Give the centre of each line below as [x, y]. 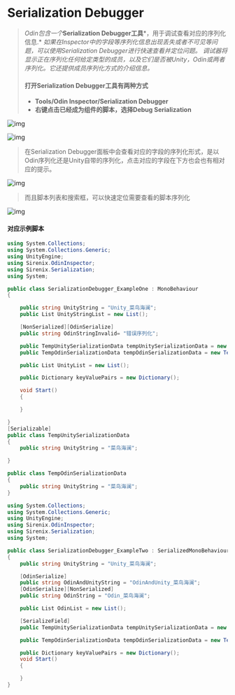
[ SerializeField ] [45, 621]
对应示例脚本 [26, 228]
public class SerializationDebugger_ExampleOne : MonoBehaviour [103, 289]
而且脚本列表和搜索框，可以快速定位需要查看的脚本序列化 [107, 198]
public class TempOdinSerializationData [67, 473]
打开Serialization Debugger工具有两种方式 [86, 85]
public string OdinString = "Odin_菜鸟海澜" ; [85, 596]
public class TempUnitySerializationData [69, 435]
